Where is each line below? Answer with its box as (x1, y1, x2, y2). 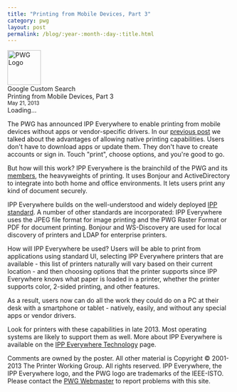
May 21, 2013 (7, 100, 40, 107)
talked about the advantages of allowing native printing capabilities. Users (7, 135, 225, 143)
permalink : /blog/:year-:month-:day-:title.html (7, 30, 154, 38)
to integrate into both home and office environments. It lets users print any (7, 179, 226, 187)
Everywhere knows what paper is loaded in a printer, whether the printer (7, 275, 220, 284)
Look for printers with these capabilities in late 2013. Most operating (7, 325, 207, 334)
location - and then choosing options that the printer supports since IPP (7, 267, 218, 276)
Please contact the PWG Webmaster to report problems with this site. (7, 377, 211, 386)
